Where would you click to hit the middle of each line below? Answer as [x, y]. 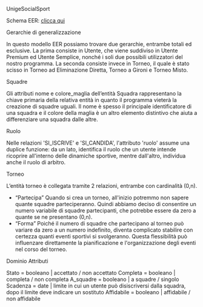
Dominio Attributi [27, 261]
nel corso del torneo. [41, 249]
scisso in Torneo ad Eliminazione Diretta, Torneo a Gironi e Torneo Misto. [97, 70]
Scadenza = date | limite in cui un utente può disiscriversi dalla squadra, [96, 286]
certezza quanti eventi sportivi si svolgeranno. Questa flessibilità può [101, 236]
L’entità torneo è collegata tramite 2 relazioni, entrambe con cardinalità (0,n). [102, 186]
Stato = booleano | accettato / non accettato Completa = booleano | [91, 273]
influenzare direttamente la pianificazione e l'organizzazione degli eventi [105, 243]
